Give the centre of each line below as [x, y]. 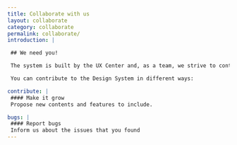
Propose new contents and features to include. [81, 104]
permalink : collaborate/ [44, 34]
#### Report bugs [36, 124]
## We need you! [34, 53]
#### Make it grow [37, 98]
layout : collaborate [38, 21]
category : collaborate [41, 27]
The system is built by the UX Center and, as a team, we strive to [113, 66]
